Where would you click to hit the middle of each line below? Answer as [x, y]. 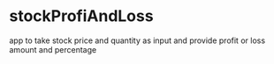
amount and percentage [53, 49]
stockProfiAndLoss [81, 16]
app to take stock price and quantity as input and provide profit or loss [137, 40]
